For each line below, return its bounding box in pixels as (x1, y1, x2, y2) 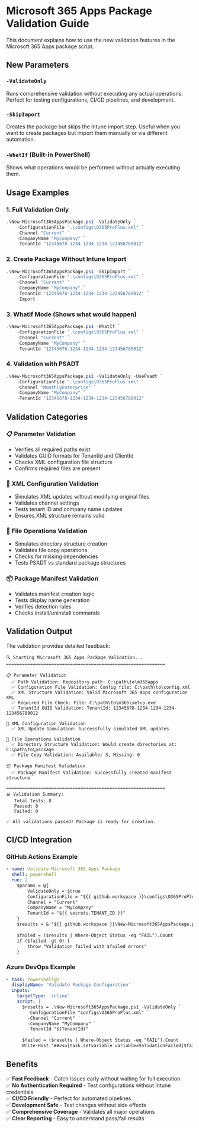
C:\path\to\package (6, 746, 54, 752)
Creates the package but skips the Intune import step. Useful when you (6, 123, 181, 130)
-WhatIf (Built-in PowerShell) (6, 150, 91, 159)
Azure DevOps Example (6, 963, 76, 971)
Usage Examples (6, 187, 69, 197)
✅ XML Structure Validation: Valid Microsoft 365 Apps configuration (11, 689, 188, 695)
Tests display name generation (14, 596, 90, 604)
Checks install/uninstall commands (14, 609, 100, 616)
